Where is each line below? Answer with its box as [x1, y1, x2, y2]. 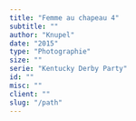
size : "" [9, 55, 43, 65]
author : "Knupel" [9, 30, 75, 39]
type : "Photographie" [9, 47, 92, 56]
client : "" [9, 89, 51, 98]
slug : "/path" [9, 97, 63, 107]
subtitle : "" [9, 22, 59, 31]
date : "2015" [9, 38, 59, 48]
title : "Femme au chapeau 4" [9, 13, 120, 23]
